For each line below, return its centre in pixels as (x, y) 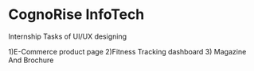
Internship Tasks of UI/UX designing (68, 36)
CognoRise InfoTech (76, 15)
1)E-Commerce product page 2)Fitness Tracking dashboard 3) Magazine (127, 51)
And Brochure (31, 60)
